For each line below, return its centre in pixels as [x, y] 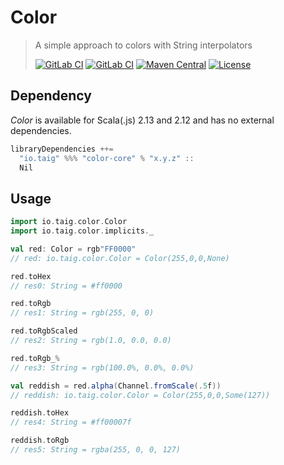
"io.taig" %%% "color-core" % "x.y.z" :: [107, 158]
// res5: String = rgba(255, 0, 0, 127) [96, 450]
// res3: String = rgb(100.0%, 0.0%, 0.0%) [102, 367]
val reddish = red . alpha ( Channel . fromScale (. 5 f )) [116, 386]
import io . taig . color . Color [69, 222]
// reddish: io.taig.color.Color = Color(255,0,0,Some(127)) [140, 395]
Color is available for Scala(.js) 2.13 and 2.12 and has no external [142, 120]
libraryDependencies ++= [62, 149]
